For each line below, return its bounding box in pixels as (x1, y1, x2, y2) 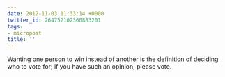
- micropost (7, 29, 42, 37)
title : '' (7, 36, 36, 43)
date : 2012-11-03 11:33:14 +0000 (7, 10, 104, 17)
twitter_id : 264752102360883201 (7, 17, 101, 24)
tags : (7, 23, 23, 30)
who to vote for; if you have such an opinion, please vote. (7, 62, 172, 71)
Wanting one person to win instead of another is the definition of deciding (7, 55, 219, 63)
